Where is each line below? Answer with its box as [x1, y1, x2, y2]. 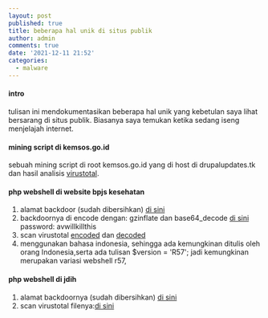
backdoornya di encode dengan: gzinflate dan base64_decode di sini [19, 214, 250, 223]
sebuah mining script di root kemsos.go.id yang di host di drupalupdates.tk [8, 160, 256, 169]
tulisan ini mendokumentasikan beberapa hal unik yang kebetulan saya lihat [8, 106, 258, 116]
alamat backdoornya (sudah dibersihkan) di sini [19, 292, 177, 302]
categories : [8, 57, 48, 65]
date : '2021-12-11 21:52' [8, 49, 95, 57]
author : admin [8, 34, 56, 43]
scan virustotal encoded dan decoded [19, 230, 146, 240]
